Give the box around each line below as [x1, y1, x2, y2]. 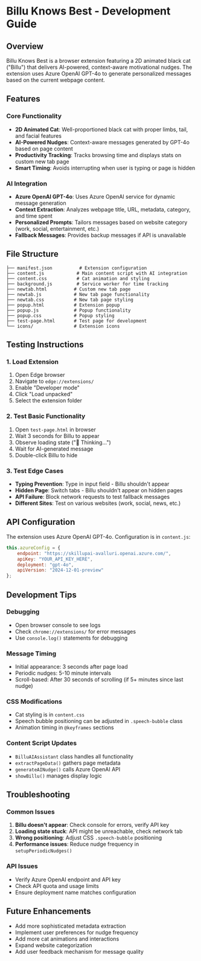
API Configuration [6, 517, 75, 527]
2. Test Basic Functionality [6, 412, 86, 420]
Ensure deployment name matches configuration [14, 889, 136, 896]
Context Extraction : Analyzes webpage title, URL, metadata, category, [14, 205, 191, 213]
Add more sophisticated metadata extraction [14, 922, 126, 930]
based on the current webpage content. [6, 77, 106, 83]
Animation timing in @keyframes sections [14, 724, 114, 731]
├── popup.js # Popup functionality [6, 307, 131, 313]
